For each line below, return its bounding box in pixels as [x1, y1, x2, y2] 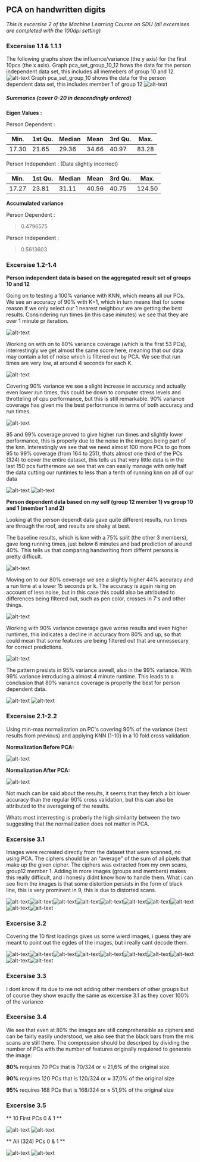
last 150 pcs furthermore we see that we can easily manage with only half [6, 463, 187, 470]
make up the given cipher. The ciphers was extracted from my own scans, [6, 861, 188, 868]
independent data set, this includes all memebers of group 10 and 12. [6, 68, 176, 75]
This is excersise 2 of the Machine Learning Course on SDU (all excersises [6, 20, 189, 27]
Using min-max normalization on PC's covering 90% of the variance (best [6, 725, 187, 733]
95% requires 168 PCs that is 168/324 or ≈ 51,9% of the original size [6, 1086, 174, 1094]
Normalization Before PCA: [6, 743, 74, 750]
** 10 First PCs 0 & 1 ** [6, 1115, 62, 1122]
